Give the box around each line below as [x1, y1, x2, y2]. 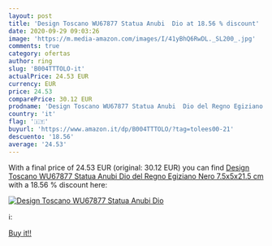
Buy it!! [8, 228, 32, 238]
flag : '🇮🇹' [8, 118, 49, 126]
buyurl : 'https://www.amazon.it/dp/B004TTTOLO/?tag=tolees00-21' [8, 125, 234, 133]
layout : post [8, 11, 53, 20]
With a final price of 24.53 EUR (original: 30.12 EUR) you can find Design [8, 162, 250, 172]
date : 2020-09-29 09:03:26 [8, 27, 100, 35]
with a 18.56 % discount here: [8, 179, 108, 189]
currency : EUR [8, 80, 57, 88]
